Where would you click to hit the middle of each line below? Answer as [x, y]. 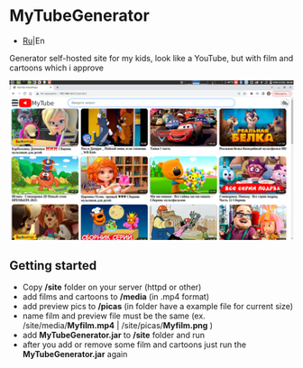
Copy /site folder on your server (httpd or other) [112, 287]
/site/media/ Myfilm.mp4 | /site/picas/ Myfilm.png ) [118, 326]
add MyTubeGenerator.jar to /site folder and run [114, 336]
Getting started [53, 266]
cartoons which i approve [56, 68]
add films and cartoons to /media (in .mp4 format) [116, 297]
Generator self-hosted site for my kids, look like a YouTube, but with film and [151, 58]
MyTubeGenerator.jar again [75, 354]
